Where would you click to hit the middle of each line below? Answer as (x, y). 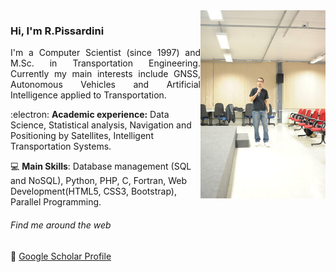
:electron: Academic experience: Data (90, 115)
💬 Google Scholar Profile (61, 256)
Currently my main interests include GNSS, (105, 74)
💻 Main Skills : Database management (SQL (101, 166)
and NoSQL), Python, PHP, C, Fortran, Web (99, 181)
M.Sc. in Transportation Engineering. (105, 63)
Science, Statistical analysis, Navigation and (101, 125)
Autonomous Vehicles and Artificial (105, 85)
